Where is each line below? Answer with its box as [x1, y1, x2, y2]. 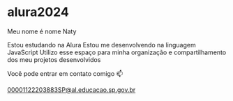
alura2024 [7, 4, 70, 20]
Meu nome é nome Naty [7, 27, 77, 36]
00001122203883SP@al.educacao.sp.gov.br [7, 85, 136, 94]
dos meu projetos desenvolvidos [7, 55, 101, 63]
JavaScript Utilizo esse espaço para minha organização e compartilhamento [7, 48, 227, 56]
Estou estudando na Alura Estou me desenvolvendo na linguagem [7, 40, 197, 49]
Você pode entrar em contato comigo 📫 [7, 69, 123, 77]
